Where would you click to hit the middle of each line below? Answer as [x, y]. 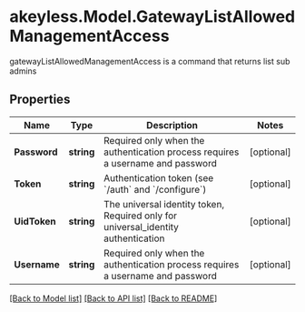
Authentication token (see [159, 177]
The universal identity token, [164, 204]
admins [23, 71]
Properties [40, 100]
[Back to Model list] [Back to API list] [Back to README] [113, 298]
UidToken [35, 221]
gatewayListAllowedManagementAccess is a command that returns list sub [150, 61]
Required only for [141, 216]
